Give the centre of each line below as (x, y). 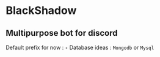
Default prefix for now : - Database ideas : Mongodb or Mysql (80, 47)
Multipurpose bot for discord (62, 33)
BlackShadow (41, 11)
